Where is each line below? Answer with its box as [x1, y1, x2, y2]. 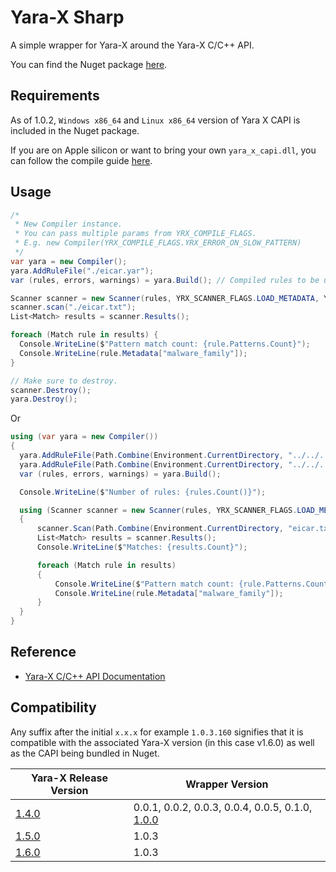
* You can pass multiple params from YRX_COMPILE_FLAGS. [14, 229, 257, 239]
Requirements [10, 87, 100, 105]
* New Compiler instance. [14, 219, 123, 230]
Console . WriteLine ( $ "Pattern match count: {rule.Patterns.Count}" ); [19, 339, 311, 350]
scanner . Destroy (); [10, 385, 92, 395]
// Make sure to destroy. [10, 376, 118, 386]
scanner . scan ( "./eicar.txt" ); [10, 302, 137, 313]
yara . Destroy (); [10, 394, 78, 405]
